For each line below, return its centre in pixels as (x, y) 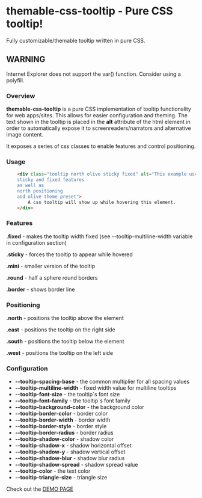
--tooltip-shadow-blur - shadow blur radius (70, 458)
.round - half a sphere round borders (52, 277)
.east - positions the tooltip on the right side (61, 330)
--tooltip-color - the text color (53, 471)
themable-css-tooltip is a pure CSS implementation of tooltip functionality (99, 109)
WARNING (26, 59)
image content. (25, 135)
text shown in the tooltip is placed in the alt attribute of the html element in (98, 122)
